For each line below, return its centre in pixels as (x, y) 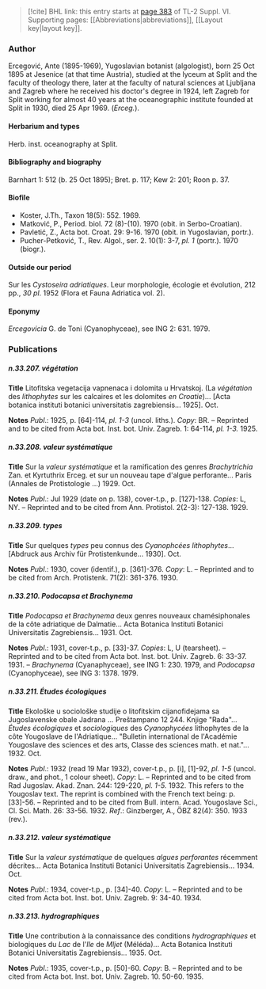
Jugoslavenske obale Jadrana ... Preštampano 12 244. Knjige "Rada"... (123, 720)
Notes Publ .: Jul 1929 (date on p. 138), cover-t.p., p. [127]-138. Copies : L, (127, 499)
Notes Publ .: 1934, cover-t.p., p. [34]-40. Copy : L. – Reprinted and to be (125, 889)
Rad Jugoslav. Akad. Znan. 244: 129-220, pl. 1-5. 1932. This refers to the (126, 785)
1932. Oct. (25, 753)
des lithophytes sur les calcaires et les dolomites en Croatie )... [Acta (120, 397)
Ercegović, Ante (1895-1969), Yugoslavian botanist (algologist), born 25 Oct (131, 66)
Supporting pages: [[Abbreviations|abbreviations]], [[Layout (125, 20)
